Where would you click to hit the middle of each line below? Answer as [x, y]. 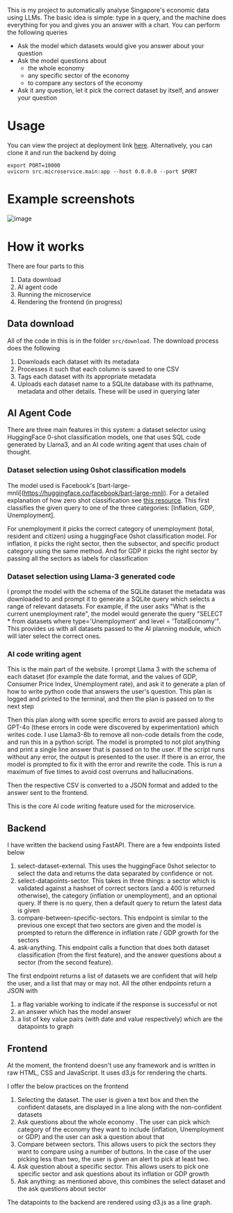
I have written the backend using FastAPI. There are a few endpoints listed [114, 845]
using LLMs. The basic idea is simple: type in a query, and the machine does [117, 17]
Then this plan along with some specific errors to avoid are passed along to [115, 720]
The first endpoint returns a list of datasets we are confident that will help [112, 976]
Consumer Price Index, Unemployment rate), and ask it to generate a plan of [116, 684]
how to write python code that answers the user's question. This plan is [110, 692]
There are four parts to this [46, 266]
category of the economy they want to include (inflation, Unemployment [120, 1129]
